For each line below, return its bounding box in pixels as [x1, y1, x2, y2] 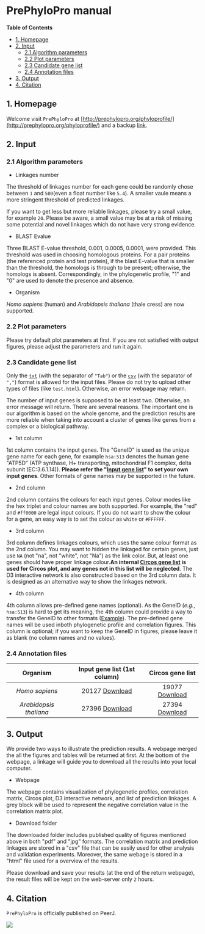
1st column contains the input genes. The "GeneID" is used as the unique [6, 446, 190, 454]
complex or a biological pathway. [6, 422, 90, 430]
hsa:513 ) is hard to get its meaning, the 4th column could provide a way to [6, 608, 192, 615]
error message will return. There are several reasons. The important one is [6, 404, 193, 411]
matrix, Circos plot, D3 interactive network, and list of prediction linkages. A [6, 795, 196, 802]
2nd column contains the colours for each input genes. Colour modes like [6, 496, 191, 504]
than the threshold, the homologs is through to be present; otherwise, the [6, 264, 190, 272]
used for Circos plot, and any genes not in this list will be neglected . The [6, 565, 193, 573]
